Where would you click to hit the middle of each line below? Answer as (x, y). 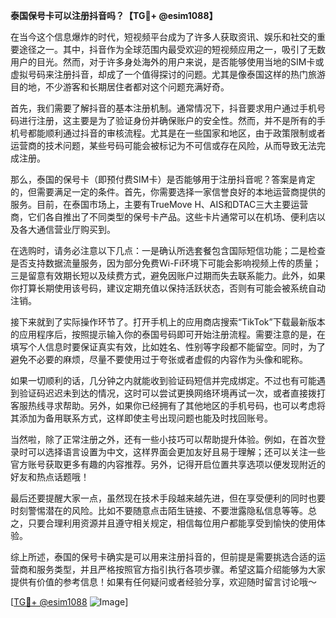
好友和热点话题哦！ (50, 477)
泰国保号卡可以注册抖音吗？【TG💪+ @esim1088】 (114, 15)
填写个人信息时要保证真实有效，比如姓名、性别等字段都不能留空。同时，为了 (168, 347)
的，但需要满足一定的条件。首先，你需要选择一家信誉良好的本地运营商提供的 (168, 192)
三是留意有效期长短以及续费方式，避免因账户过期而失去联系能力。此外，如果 (168, 275)
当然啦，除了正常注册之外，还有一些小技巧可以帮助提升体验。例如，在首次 (163, 439)
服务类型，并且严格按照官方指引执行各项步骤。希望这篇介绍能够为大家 (181, 569)
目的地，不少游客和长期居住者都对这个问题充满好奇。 (120, 87)
